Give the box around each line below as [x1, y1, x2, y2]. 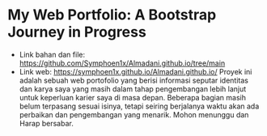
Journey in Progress [7, 23, 146, 41]
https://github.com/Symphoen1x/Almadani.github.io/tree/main [19, 58, 226, 68]
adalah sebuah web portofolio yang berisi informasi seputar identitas [19, 75, 248, 85]
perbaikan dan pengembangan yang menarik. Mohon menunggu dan [19, 109, 249, 119]
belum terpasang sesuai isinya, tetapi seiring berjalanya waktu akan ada [19, 101, 260, 111]
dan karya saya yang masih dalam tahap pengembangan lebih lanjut [19, 83, 247, 94]
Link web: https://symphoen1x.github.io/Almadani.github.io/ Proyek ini [19, 66, 252, 76]
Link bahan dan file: [19, 49, 86, 59]
